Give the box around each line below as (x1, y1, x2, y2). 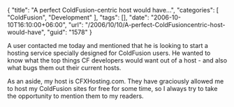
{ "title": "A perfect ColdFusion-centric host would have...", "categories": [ (7, 6, 219, 14)
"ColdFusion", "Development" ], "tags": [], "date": (7, 13, 149, 22)
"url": (68, 21, 84, 28)
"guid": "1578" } (47, 28, 93, 36)
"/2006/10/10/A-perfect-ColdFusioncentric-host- (85, 21, 226, 28)
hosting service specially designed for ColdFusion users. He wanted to (7, 49, 211, 57)
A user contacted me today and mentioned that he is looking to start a (7, 42, 208, 49)
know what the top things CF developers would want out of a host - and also (7, 56, 228, 65)
